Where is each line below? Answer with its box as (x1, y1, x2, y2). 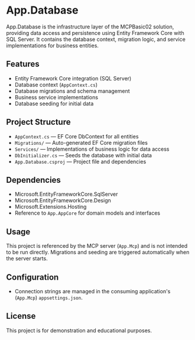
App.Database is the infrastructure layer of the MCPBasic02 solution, (6, 23, 174, 30)
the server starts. (6, 255, 48, 262)
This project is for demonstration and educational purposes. (6, 326, 152, 334)
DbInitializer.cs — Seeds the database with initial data (14, 151, 152, 158)
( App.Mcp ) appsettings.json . (14, 294, 83, 301)
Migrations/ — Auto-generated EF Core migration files (14, 139, 148, 146)
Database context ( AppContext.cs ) (14, 81, 98, 88)
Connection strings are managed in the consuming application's (14, 288, 171, 294)
